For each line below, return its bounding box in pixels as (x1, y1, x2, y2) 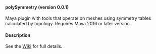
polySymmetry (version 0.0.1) (5, 4, 69, 10)
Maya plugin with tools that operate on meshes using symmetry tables (5, 15, 151, 21)
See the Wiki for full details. (5, 43, 63, 49)
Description (5, 32, 31, 38)
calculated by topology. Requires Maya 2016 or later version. (5, 21, 131, 27)
